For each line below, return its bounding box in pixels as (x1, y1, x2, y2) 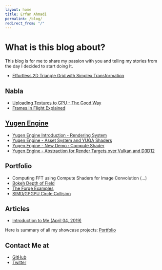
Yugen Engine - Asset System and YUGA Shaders (12, 137, 112, 143)
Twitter (12, 260, 27, 266)
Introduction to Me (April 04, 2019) (12, 218, 82, 224)
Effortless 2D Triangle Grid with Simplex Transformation (12, 73, 124, 79)
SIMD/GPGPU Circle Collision (12, 190, 71, 196)
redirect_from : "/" (5, 21, 45, 26)
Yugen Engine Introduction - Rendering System (12, 132, 107, 138)
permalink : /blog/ (5, 16, 42, 21)
